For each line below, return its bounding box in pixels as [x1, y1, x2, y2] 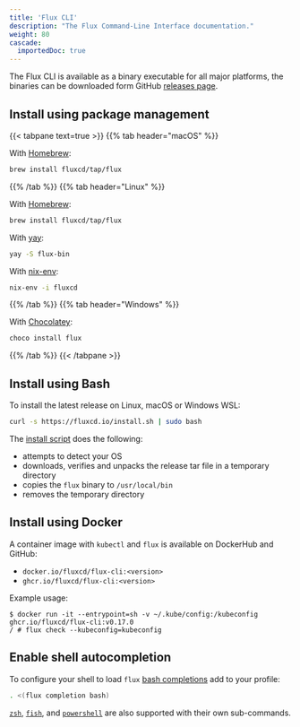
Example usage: [9, 593, 69, 603]
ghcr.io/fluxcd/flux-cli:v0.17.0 [9, 618, 134, 627]
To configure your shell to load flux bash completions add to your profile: [9, 673, 280, 684]
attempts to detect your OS [21, 451, 123, 462]
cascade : [9, 38, 42, 48]
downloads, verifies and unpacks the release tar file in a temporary [21, 461, 270, 471]
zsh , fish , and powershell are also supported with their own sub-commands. [9, 707, 291, 718]
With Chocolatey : [9, 316, 73, 327]
